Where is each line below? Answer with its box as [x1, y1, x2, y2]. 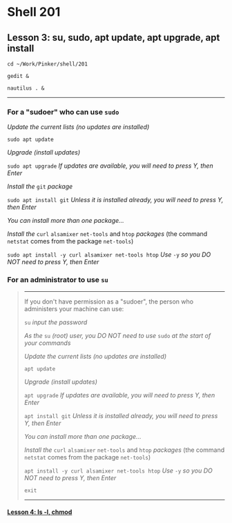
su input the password [23, 318, 88, 326]
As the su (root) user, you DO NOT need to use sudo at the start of [23, 331, 211, 339]
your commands [23, 339, 71, 347]
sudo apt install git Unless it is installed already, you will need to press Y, [7, 196, 224, 204]
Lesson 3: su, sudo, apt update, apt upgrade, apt [7, 32, 220, 43]
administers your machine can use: [23, 304, 124, 313]
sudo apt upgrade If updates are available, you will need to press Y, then [7, 161, 213, 170]
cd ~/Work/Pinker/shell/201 [7, 61, 88, 68]
